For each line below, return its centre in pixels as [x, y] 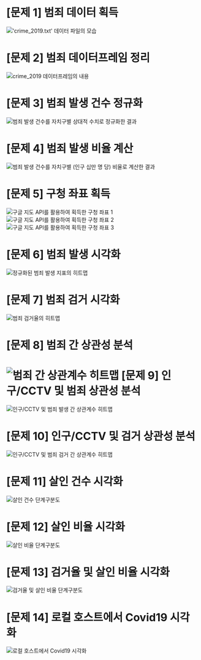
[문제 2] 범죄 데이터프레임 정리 [78, 58]
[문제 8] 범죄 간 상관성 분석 [70, 345]
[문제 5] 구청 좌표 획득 [59, 194]
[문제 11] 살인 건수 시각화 [65, 481]
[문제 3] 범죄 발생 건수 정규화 [74, 104]
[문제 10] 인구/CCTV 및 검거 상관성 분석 [101, 436]
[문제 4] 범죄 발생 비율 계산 [70, 149]
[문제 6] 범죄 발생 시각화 [63, 254]
